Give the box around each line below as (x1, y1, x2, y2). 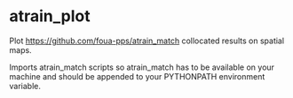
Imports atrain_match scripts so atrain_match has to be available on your (9, 62, 275, 72)
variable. (9, 80, 42, 91)
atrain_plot (9, 6, 91, 26)
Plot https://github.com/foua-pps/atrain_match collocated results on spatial (9, 35, 285, 46)
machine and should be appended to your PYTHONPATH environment (9, 71, 265, 81)
